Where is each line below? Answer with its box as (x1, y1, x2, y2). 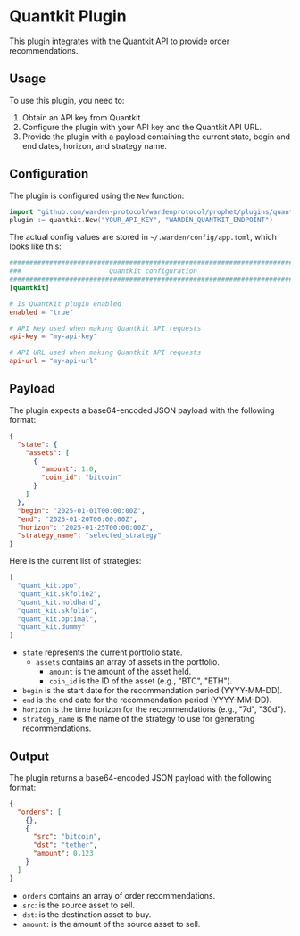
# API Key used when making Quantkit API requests (9, 324, 202, 333)
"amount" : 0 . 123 (32, 849, 94, 858)
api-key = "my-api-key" (9, 332, 98, 341)
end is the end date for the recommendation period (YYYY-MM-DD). (21, 694, 272, 706)
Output (9, 749, 49, 764)
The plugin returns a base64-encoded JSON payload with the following (9, 772, 272, 783)
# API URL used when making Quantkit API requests (9, 348, 202, 358)
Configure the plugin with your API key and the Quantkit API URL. (21, 121, 262, 132)
